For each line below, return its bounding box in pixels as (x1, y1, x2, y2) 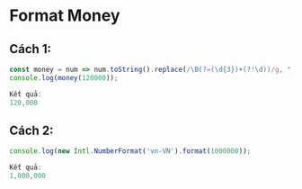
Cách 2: (9, 122, 54, 138)
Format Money (9, 5, 120, 26)
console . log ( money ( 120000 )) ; (9, 73, 119, 82)
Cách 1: (9, 41, 52, 57)
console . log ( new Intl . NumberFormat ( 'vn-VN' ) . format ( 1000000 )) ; (9, 147, 252, 156)
